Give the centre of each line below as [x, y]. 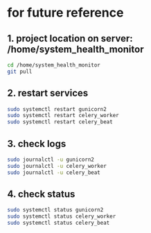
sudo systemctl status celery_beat [59, 223]
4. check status [41, 195]
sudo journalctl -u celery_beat [54, 172]
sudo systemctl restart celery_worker [63, 116]
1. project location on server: [70, 38]
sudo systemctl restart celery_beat [60, 122]
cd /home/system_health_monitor [54, 65]
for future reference [65, 13]
